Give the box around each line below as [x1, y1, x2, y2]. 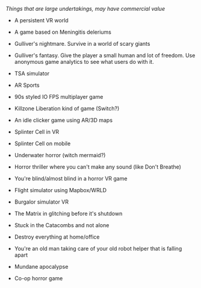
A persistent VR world [14, 17, 69, 23]
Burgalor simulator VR [14, 198, 69, 205]
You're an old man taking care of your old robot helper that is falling [14, 245, 182, 252]
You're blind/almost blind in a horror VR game [14, 175, 128, 182]
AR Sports [14, 81, 40, 89]
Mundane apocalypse [14, 263, 69, 270]
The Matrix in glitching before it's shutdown [14, 210, 123, 217]
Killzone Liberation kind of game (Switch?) [14, 105, 120, 112]
